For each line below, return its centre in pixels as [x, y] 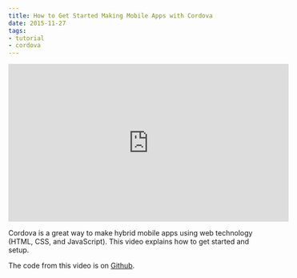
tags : [17, 30]
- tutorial [26, 38]
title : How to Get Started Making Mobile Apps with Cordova [111, 16]
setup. [19, 250]
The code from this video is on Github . [72, 266]
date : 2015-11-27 [37, 23]
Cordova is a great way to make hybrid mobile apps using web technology [130, 233]
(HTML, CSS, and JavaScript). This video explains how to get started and [129, 242]
